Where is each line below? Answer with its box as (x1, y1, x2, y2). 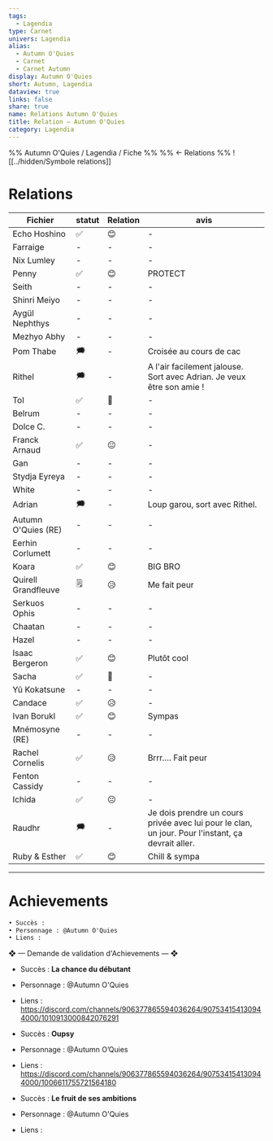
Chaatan (12, 620, 45, 632)
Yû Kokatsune (12, 684, 66, 695)
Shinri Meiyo (12, 294, 61, 305)
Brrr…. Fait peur (147, 752, 207, 763)
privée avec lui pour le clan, (147, 817, 253, 828)
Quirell (12, 574, 38, 585)
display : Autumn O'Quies (8, 72, 93, 81)
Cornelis (12, 757, 45, 768)
